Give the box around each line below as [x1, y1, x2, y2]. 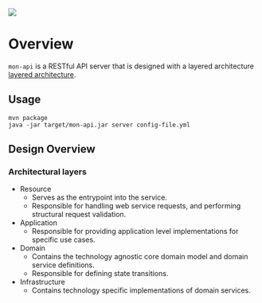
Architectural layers [8, 166, 88, 177]
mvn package [8, 114, 48, 122]
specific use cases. [31, 235, 96, 245]
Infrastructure [19, 278, 65, 287]
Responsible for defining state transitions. [31, 269, 169, 278]
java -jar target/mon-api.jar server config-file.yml [8, 121, 191, 129]
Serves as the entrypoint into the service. [31, 192, 167, 202]
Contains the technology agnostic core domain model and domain [31, 252, 248, 262]
